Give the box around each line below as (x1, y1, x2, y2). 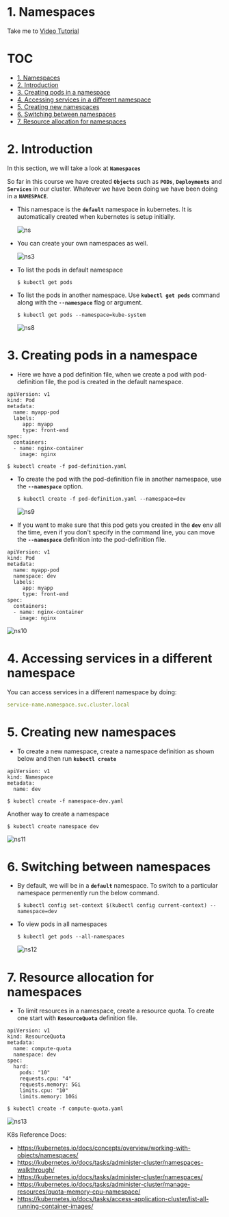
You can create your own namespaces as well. (16, 239, 148, 247)
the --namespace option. (16, 482, 83, 491)
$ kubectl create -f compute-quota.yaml (7, 1105, 124, 1112)
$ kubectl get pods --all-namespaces (16, 934, 125, 941)
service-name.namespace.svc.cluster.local (7, 701, 130, 708)
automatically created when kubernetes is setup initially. (16, 212, 176, 220)
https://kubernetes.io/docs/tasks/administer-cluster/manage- (16, 1181, 191, 1189)
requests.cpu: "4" (19, 1075, 72, 1083)
